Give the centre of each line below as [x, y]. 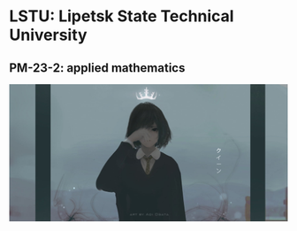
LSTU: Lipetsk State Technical [122, 16]
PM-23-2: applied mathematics [97, 68]
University [48, 35]
